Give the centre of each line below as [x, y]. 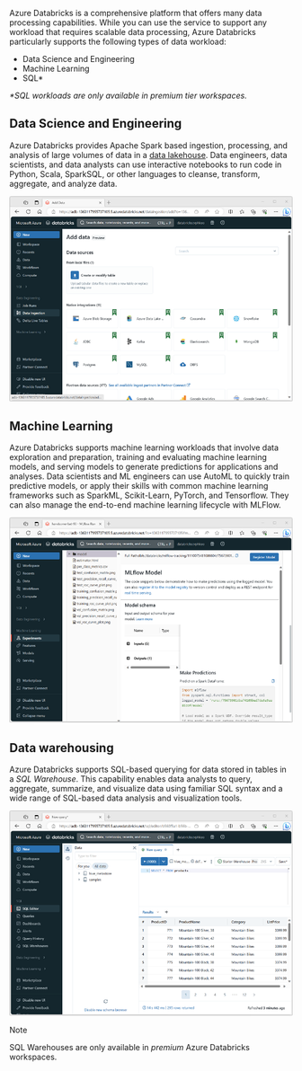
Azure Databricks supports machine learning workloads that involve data [144, 447]
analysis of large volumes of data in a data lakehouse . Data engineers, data [148, 155]
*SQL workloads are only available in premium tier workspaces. [128, 95]
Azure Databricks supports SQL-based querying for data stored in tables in [148, 769]
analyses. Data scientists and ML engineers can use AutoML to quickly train [150, 476]
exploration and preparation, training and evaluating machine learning [138, 457]
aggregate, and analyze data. [63, 183]
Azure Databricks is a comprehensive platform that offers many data [136, 13]
